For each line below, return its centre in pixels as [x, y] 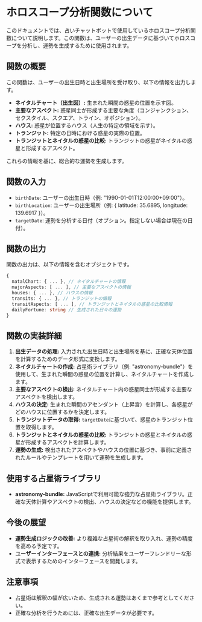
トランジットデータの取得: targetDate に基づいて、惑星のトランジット [101, 420]
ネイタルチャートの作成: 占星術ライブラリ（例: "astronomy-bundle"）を [104, 366]
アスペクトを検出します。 [46, 397]
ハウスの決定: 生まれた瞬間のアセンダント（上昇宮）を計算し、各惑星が [104, 405]
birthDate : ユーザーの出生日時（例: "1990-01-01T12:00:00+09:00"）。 [101, 197]
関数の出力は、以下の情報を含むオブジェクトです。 [69, 265]
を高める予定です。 [39, 546]
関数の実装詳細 [34, 336]
